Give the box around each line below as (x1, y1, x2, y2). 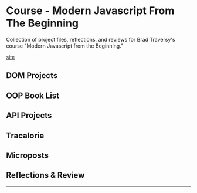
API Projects (6, 110, 52, 121)
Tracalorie (6, 130, 45, 140)
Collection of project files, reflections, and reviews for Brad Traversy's (6, 36, 175, 43)
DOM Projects (6, 70, 58, 80)
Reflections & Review (6, 170, 85, 180)
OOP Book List (6, 90, 60, 100)
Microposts (6, 150, 49, 160)
